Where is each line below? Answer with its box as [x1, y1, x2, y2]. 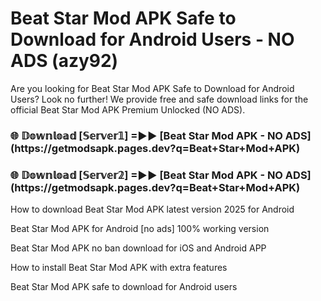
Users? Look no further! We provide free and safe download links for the [10, 93, 309, 105]
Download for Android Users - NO [10, 28, 295, 51]
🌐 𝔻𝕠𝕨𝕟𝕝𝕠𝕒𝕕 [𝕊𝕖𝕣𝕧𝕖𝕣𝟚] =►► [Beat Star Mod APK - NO [10, 168, 283, 182]
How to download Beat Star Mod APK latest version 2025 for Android [10, 203, 295, 216]
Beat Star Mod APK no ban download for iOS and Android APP [10, 242, 267, 254]
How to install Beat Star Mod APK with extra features [10, 262, 228, 274]
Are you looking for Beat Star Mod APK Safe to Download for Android [10, 82, 295, 94]
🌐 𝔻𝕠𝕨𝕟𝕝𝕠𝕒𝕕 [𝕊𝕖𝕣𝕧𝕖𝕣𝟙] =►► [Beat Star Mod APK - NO [10, 128, 283, 142]
